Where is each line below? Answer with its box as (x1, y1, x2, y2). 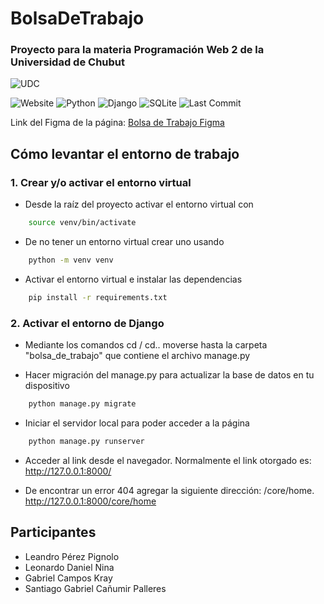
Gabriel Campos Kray (24, 572, 113, 584)
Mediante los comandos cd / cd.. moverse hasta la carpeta (24, 339, 268, 351)
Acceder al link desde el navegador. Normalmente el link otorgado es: (24, 454, 312, 466)
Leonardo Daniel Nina (24, 561, 115, 573)
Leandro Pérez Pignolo (24, 550, 120, 562)
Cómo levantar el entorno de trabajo (10, 145, 240, 162)
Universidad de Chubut (10, 55, 125, 69)
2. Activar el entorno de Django (10, 316, 165, 330)
